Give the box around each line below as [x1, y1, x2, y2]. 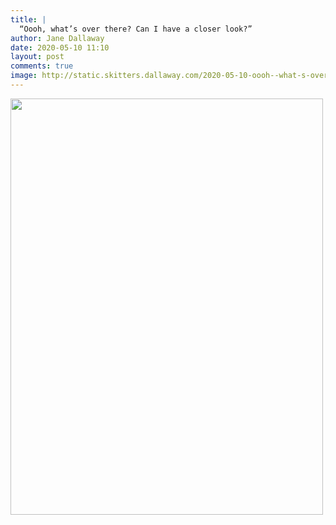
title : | [10, 14, 47, 25]
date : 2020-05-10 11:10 [10, 42, 110, 53]
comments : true [10, 61, 74, 71]
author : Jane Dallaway [10, 33, 105, 43]
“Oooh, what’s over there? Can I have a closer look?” [19, 24, 253, 34]
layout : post [10, 52, 65, 62]
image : [10, 71, 38, 81]
